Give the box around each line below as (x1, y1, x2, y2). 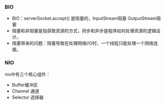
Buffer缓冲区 (11, 82, 38, 88)
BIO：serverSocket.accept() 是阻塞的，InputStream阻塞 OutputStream (11, 15, 157, 21)
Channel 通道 (11, 88, 39, 94)
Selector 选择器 (11, 94, 44, 100)
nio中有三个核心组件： (4, 71, 51, 77)
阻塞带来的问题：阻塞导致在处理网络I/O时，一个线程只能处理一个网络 (11, 40, 154, 46)
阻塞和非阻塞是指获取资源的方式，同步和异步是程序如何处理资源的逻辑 (11, 28, 157, 34)
